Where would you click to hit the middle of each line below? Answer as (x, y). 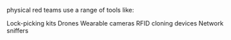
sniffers (18, 31)
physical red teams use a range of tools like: (70, 10)
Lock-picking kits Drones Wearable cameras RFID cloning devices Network (115, 23)
